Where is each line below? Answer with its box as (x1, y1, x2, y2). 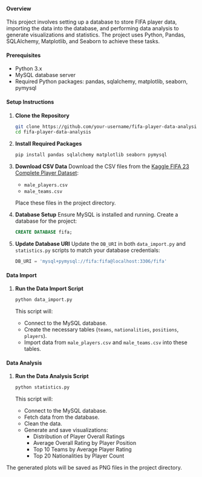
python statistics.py (15, 384, 70, 391)
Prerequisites (6, 52, 41, 59)
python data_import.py (15, 297, 73, 303)
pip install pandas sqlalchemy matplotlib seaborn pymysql (15, 152, 168, 158)
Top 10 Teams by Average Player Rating (33, 446, 132, 453)
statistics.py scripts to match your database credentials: (15, 246, 160, 254)
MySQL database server (15, 72, 76, 79)
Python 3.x (15, 65, 42, 72)
